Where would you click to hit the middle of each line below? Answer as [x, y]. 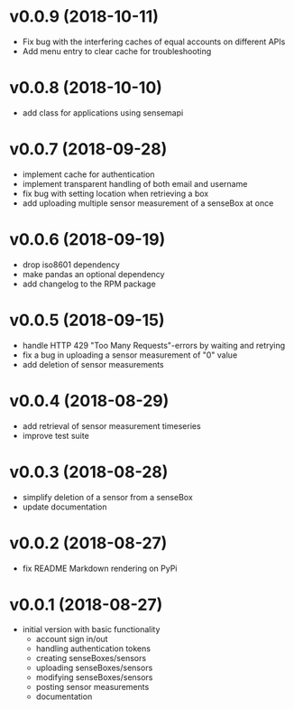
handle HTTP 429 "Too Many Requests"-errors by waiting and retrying [154, 345]
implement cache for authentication [88, 174]
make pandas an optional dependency [93, 274]
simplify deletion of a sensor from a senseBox [108, 497]
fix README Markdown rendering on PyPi [100, 568]
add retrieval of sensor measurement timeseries [111, 425]
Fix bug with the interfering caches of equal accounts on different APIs [154, 42]
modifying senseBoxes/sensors [94, 677]
